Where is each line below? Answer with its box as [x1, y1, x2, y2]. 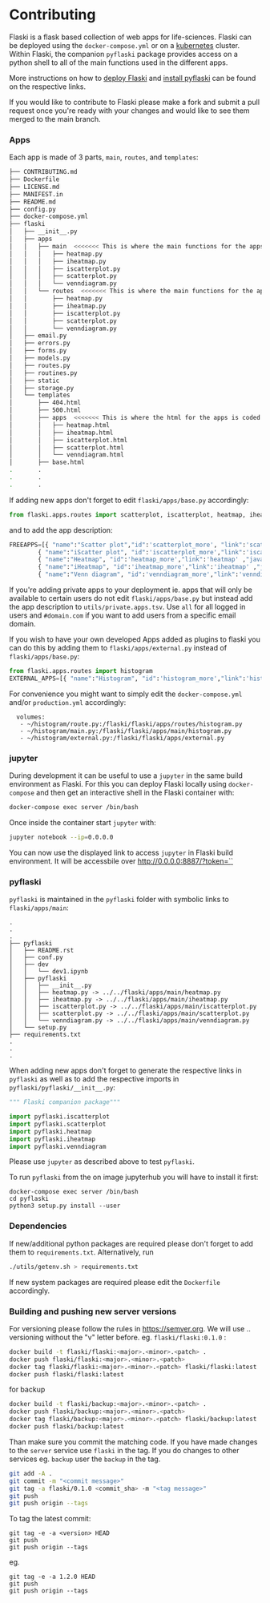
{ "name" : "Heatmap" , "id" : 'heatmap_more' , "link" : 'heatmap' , [38, 555, 247, 564]
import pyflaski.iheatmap [9, 1135, 95, 1143]
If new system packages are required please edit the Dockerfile [9, 1277, 221, 1287]
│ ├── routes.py [9, 361, 71, 369]
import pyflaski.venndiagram [9, 1142, 107, 1150]
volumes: [16, 713, 46, 721]
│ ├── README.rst [9, 947, 75, 955]
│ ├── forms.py [9, 347, 67, 355]
